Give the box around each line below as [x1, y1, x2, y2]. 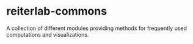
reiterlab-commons [6, 4, 107, 18]
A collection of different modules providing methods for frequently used [6, 24, 188, 32]
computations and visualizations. [6, 31, 89, 38]
